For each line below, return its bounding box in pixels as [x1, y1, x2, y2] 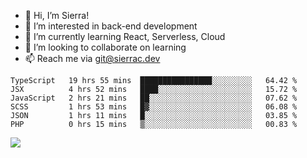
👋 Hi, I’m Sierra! [24, 10, 90, 21]
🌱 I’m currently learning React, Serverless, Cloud [24, 31, 226, 42]
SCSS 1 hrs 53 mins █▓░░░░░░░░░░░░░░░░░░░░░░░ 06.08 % [10, 102, 298, 112]
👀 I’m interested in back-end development [24, 20, 198, 32]
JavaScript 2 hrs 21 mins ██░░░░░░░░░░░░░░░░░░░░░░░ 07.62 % [10, 93, 298, 103]
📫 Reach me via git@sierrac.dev [24, 53, 161, 64]
